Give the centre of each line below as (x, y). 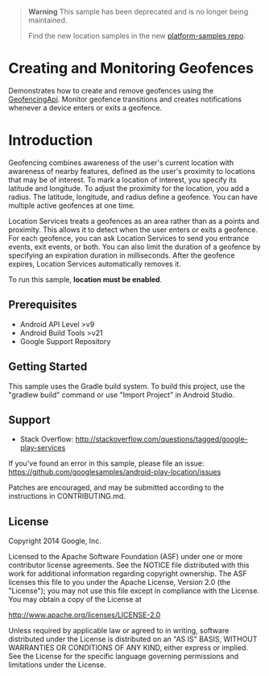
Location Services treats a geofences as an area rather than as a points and (134, 221)
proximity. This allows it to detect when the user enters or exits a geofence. (133, 230)
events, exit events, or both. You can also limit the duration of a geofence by (134, 247)
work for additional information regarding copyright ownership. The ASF (128, 574)
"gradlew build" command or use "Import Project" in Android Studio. (122, 395)
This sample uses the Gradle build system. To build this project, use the (127, 386)
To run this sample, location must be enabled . (85, 279)
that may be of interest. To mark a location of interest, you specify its (123, 180)
